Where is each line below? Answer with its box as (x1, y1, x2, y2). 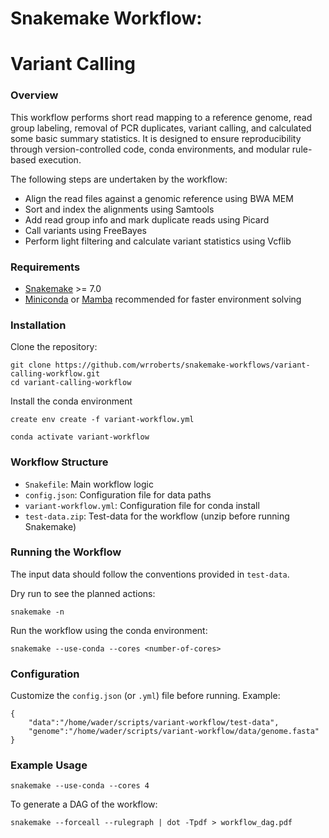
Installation (10, 318, 67, 332)
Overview (10, 88, 59, 102)
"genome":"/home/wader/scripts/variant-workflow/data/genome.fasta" (28, 727, 320, 737)
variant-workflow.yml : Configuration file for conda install (24, 499, 260, 511)
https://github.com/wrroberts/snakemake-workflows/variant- (54, 360, 311, 371)
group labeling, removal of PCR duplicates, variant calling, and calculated (10, 122, 312, 134)
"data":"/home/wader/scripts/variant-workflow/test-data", (28, 718, 280, 728)
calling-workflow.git (10, 369, 101, 379)
